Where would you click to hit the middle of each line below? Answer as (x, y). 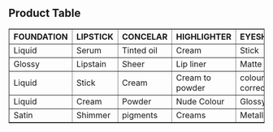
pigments (140, 115)
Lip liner (191, 64)
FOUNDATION (41, 36)
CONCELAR (145, 36)
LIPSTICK (95, 36)
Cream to (193, 78)
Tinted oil (140, 50)
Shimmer (93, 115)
